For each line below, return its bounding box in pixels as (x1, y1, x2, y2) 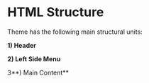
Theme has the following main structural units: (7, 27, 143, 36)
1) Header (7, 41, 37, 49)
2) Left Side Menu (7, 54, 61, 63)
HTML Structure (7, 4, 104, 20)
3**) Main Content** (7, 68, 70, 77)
